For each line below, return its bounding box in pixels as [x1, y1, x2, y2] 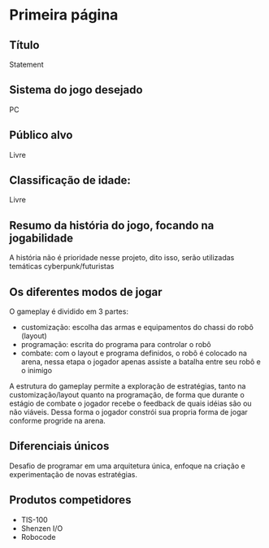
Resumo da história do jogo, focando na [9, 218, 215, 233]
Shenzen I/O [20, 523, 63, 533]
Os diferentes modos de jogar [9, 285, 163, 298]
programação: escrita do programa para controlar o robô [20, 340, 211, 350]
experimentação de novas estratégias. [9, 469, 137, 479]
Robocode [20, 532, 56, 541]
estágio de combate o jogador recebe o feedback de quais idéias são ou [9, 398, 252, 408]
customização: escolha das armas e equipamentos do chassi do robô [20, 323, 254, 333]
